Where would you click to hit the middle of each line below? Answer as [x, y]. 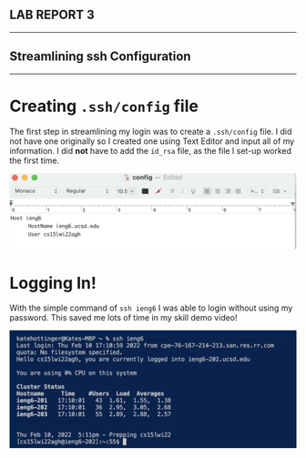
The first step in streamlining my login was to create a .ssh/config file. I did [151, 131]
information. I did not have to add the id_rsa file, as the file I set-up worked [151, 150]
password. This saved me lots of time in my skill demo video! [124, 318]
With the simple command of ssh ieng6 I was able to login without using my [151, 308]
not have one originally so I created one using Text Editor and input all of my [152, 141]
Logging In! [53, 283]
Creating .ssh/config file [104, 106]
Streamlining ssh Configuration [100, 57]
